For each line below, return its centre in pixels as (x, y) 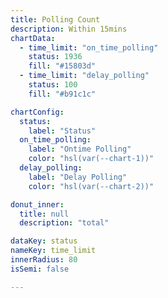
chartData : (33, 38)
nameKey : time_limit (53, 251)
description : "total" (64, 223)
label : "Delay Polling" (78, 177)
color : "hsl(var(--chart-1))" (91, 159)
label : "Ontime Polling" (80, 149)
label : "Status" (62, 131)
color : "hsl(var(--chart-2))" (91, 186)
